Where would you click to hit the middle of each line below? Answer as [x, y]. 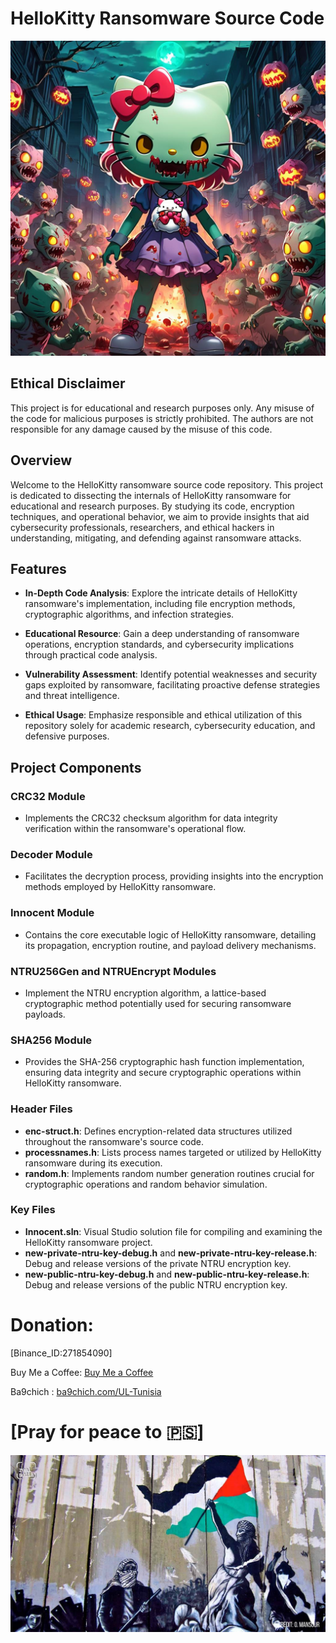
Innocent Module [52, 913]
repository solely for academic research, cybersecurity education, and [170, 726]
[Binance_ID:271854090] [61, 1353]
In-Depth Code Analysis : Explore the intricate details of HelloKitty [161, 593]
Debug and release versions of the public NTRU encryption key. [156, 1284]
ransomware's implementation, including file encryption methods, [160, 604]
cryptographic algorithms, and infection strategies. [129, 614]
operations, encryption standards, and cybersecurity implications [159, 644]
